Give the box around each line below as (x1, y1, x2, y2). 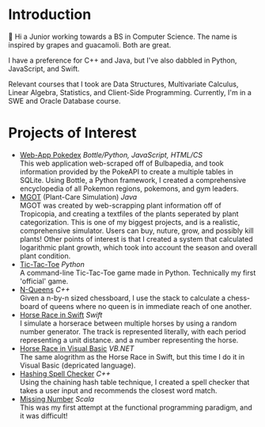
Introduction (8, 6, 92, 24)
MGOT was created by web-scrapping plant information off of (19, 200, 221, 210)
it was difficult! (19, 410, 68, 421)
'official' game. (19, 276, 69, 286)
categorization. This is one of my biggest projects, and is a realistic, (19, 217, 240, 227)
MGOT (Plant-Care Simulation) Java (19, 192, 138, 201)
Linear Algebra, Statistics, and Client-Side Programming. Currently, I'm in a (8, 87, 252, 97)
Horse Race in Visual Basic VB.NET (19, 343, 134, 353)
